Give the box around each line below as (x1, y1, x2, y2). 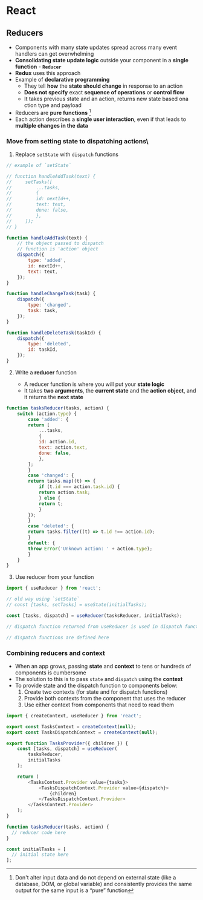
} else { (38, 495, 61, 501)
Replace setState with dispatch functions (14, 151, 119, 158)
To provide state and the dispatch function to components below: (14, 682, 178, 689)
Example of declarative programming (14, 76, 110, 83)
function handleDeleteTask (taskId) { (6, 330, 101, 336)
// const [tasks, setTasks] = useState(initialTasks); (6, 602, 147, 608)
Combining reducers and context (6, 648, 106, 657)
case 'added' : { (28, 416, 69, 422)
